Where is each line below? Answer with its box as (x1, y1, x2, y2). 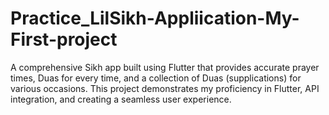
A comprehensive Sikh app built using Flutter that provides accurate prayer (10, 61, 320, 73)
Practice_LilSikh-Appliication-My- (10, 7, 300, 30)
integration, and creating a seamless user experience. (10, 93, 232, 105)
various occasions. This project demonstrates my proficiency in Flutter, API (10, 82, 320, 94)
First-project (10, 28, 118, 51)
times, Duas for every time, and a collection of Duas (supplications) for (10, 72, 302, 84)
